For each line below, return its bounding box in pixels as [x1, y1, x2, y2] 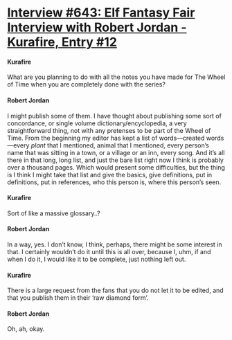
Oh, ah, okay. [7, 325, 45, 333]
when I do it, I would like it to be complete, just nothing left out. [7, 255, 186, 263]
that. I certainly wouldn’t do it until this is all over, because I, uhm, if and [7, 248, 211, 256]
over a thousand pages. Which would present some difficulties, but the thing [7, 163, 225, 171]
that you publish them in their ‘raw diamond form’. [7, 294, 149, 302]
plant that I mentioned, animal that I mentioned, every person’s [30, 141, 209, 150]
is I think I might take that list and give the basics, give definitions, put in [7, 170, 213, 179]
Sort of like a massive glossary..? [7, 209, 100, 217]
